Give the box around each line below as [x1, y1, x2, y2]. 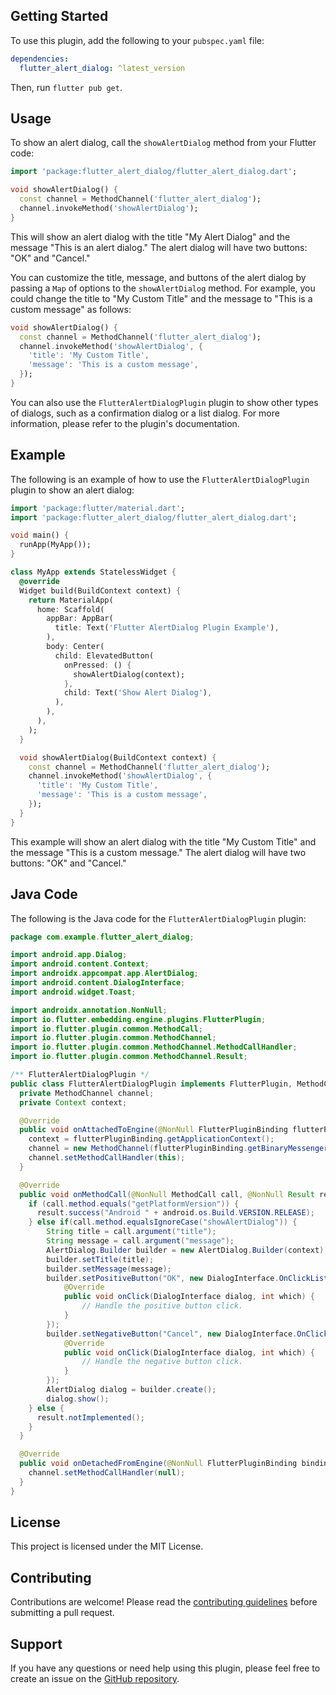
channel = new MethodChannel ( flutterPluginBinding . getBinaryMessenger [28, 1144, 329, 1154]
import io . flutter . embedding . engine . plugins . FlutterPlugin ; [10, 1014, 267, 1024]
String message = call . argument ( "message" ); [46, 1236, 235, 1246]
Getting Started [10, 8, 109, 25]
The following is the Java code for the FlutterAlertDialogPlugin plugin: [10, 912, 307, 924]
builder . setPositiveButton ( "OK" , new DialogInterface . [46, 1273, 280, 1283]
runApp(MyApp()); [19, 540, 92, 550]
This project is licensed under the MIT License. [10, 1540, 204, 1553]
